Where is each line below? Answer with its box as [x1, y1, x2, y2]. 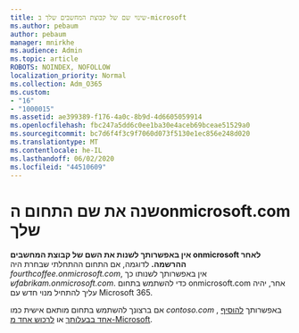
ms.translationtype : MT [10, 137, 99, 146]
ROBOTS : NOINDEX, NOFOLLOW [10, 63, 111, 72]
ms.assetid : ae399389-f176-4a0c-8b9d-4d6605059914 [10, 112, 203, 121]
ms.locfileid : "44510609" [10, 162, 106, 171]
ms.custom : [10, 87, 51, 96]
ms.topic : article [10, 54, 79, 63]
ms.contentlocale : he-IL [10, 146, 103, 154]
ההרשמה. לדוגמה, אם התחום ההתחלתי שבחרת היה [10, 259, 187, 270]
